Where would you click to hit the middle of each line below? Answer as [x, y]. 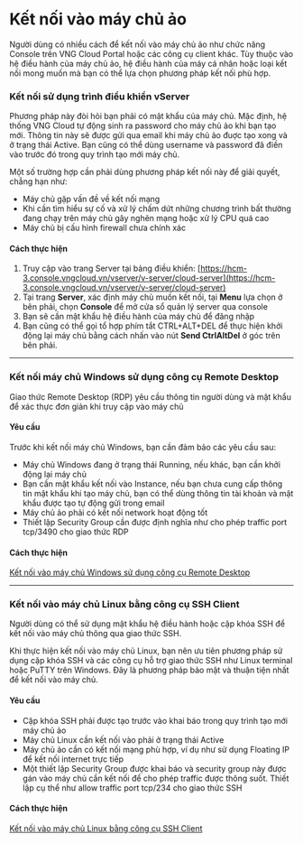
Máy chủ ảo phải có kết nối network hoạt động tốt [115, 512]
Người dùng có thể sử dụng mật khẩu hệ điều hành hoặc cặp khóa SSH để [147, 624]
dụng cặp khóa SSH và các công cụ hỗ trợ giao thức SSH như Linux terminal [151, 661]
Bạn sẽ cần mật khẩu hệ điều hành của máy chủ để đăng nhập [138, 317]
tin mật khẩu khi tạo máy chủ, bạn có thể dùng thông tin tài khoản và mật [158, 493]
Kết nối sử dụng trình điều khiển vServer [100, 97]
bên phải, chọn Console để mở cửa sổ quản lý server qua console [145, 307]
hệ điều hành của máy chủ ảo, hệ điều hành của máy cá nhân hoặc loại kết [148, 63]
